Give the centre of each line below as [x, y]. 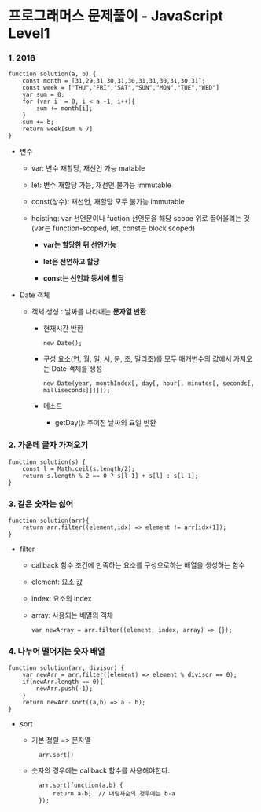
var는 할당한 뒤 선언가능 [79, 245]
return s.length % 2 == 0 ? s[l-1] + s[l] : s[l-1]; [110, 476]
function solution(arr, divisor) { [66, 668]
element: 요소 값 [57, 582]
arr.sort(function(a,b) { [81, 786]
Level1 [29, 33]
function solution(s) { [47, 462]
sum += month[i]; [64, 108]
